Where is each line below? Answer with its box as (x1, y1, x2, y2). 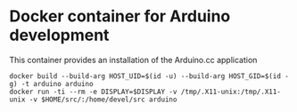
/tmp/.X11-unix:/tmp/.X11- (180, 87, 281, 96)
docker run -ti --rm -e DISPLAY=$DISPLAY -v (9, 87, 177, 96)
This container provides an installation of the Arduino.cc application (9, 54, 258, 65)
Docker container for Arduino (9, 6, 231, 27)
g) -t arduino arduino (9, 79, 94, 88)
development (9, 25, 110, 45)
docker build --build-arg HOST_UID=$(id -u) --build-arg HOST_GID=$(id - (9, 71, 290, 81)
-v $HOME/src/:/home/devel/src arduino (29, 95, 177, 104)
